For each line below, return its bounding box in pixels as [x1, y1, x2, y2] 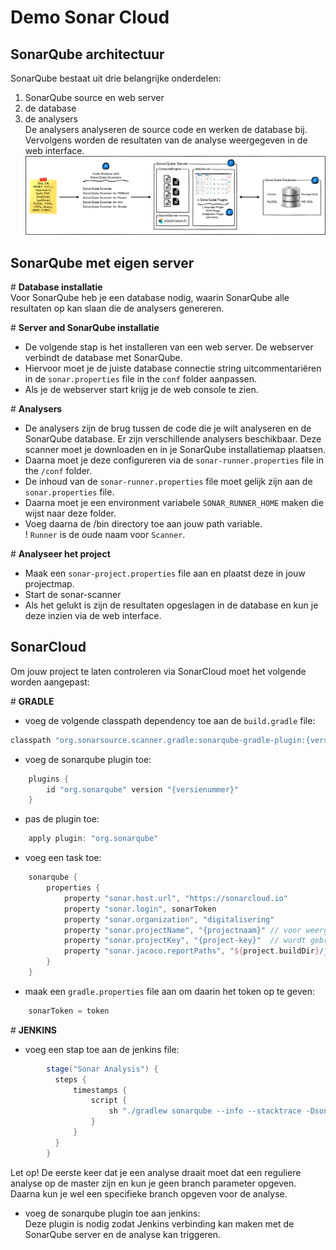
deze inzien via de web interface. [24, 609, 162, 621]
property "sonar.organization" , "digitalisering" [63, 914, 275, 925]
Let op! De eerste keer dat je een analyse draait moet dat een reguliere [10, 1166, 302, 1178]
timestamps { [73, 1085, 128, 1095]
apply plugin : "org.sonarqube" [28, 834, 159, 844]
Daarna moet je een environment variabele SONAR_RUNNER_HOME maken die [24, 496, 325, 508]
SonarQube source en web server [24, 92, 165, 103]
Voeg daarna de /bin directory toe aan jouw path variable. [24, 517, 263, 530]
